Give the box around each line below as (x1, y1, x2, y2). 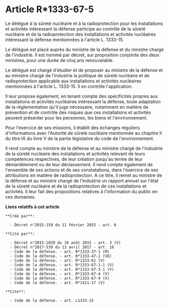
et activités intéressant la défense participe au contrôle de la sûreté (5, 25, 146, 32)
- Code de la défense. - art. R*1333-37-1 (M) (10, 249, 110, 254)
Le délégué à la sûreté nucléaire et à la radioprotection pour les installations (5, 20, 163, 26)
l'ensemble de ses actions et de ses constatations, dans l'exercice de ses (5, 167, 158, 173)
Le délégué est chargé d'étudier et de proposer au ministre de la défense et (5, 67, 163, 73)
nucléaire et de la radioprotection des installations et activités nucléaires (5, 31, 156, 37)
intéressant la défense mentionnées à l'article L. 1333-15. (5, 37, 124, 43)
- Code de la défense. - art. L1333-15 (10, 298, 94, 303)
